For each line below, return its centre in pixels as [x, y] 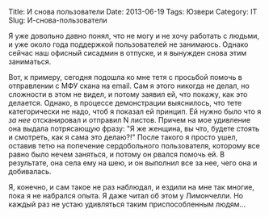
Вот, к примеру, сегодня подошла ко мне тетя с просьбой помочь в [125, 77]
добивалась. [30, 171]
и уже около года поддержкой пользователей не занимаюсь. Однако [128, 44]
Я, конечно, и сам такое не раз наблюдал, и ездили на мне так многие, [131, 187]
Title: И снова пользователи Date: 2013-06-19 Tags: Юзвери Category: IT [133, 12]
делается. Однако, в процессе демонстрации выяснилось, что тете [125, 103]
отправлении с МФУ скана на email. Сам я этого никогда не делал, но [129, 86]
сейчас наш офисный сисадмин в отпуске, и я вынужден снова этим [128, 53]
